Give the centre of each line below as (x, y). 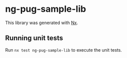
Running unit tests (34, 38)
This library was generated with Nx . (42, 23)
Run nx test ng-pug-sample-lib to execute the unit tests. (63, 50)
